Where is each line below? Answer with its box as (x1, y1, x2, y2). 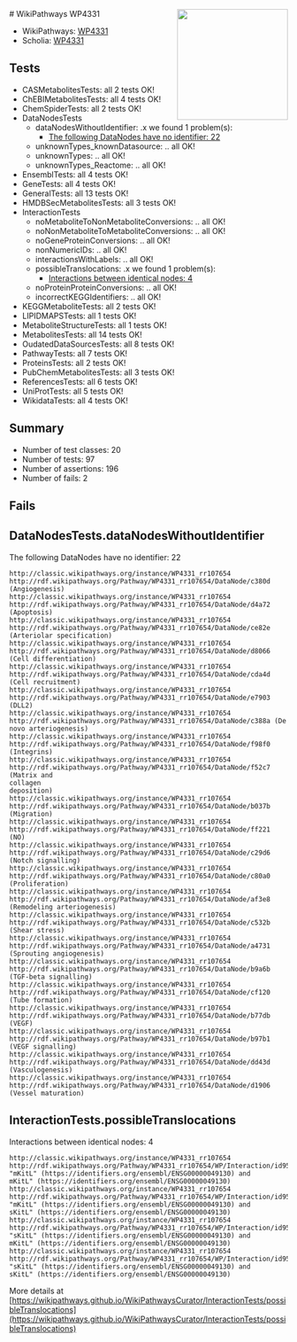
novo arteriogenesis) (9, 724, 89, 733)
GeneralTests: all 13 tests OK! (21, 188, 129, 199)
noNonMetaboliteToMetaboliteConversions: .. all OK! (34, 225, 226, 236)
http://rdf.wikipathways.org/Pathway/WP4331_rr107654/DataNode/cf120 (9, 987, 271, 996)
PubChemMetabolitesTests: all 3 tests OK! (21, 367, 175, 378)
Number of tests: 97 (21, 454, 95, 464)
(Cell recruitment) (9, 677, 81, 686)
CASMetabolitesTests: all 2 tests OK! (21, 84, 155, 95)
